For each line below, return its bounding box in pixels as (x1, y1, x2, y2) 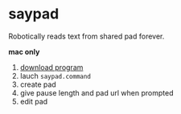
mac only (8, 47, 40, 56)
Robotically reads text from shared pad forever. (8, 31, 165, 41)
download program (19, 62, 84, 72)
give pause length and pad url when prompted (19, 88, 174, 97)
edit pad (19, 96, 48, 106)
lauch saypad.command (19, 71, 91, 80)
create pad (19, 79, 56, 89)
